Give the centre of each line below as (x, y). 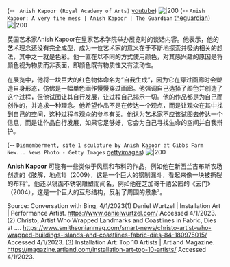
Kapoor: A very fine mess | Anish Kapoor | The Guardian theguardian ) (109, 18)
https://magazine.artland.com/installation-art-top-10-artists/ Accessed (107, 249)
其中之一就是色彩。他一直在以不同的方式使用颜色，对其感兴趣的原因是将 (121, 56)
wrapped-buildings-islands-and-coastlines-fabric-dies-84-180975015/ (107, 235)
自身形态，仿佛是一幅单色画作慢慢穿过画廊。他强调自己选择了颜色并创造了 (118, 88)
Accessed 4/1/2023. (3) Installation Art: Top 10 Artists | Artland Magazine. (111, 242)
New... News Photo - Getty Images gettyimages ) (76, 152)
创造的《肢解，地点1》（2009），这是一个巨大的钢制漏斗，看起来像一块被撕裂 (115, 175)
